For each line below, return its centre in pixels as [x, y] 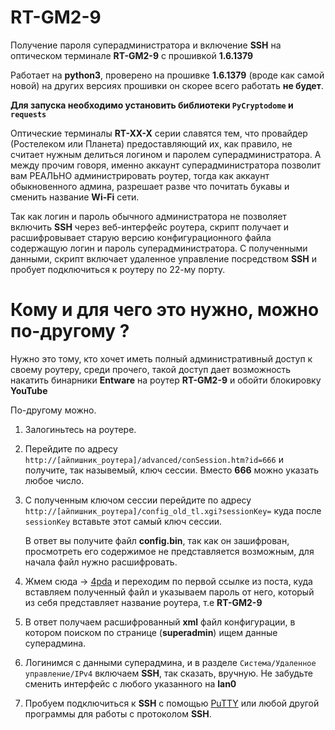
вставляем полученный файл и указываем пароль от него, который [169, 592]
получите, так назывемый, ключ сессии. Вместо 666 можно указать [171, 470]
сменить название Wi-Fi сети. [75, 197]
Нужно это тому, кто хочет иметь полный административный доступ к [161, 358]
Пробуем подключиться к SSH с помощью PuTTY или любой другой [172, 703]
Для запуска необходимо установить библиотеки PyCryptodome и [152, 105]
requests [28, 114]
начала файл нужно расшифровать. [101, 562]
